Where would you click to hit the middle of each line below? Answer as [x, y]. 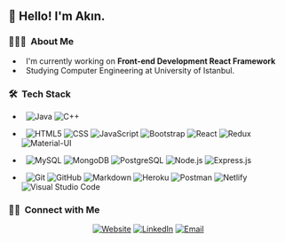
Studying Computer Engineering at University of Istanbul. [130, 70]
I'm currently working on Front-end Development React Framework [150, 61]
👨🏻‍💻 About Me [41, 42]
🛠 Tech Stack [40, 94]
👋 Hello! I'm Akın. [57, 16]
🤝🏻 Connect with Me [54, 209]
